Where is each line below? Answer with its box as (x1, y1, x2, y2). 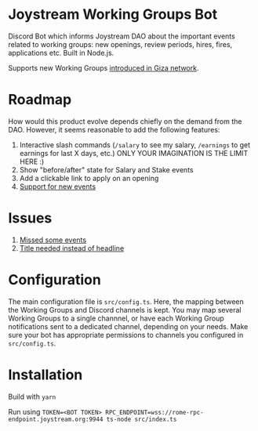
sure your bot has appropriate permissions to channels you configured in (8, 330, 244, 339)
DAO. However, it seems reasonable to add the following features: (8, 125, 220, 134)
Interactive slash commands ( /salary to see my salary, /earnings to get (19, 139, 251, 150)
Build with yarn (8, 392, 56, 401)
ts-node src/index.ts (106, 415, 177, 423)
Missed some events (19, 235, 87, 244)
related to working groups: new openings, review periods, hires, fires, (8, 39, 233, 49)
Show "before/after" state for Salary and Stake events (19, 165, 194, 174)
